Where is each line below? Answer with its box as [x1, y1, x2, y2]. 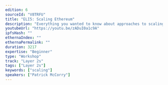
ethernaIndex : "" [5, 35, 41, 40]
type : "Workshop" [5, 53, 41, 59]
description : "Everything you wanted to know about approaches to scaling [5, 21, 164, 26]
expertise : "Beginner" [5, 49, 52, 54]
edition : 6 [5, 7, 28, 12]
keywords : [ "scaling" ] [5, 68, 52, 73]
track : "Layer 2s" [5, 58, 43, 63]
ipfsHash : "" [5, 30, 32, 35]
